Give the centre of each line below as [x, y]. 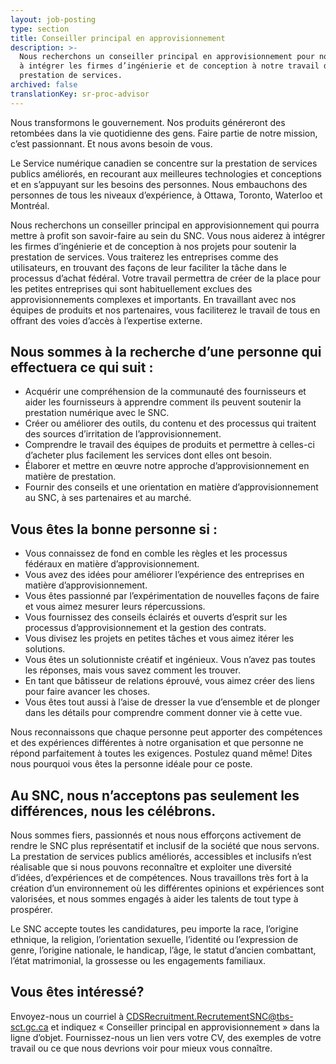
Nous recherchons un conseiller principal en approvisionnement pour [167, 57]
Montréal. [30, 205]
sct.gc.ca [29, 1027]
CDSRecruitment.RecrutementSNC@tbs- [209, 1016]
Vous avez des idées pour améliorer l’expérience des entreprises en [164, 575]
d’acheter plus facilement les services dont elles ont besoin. [148, 455]
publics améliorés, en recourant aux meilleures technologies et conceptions [166, 173]
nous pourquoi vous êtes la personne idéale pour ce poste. [131, 764]
